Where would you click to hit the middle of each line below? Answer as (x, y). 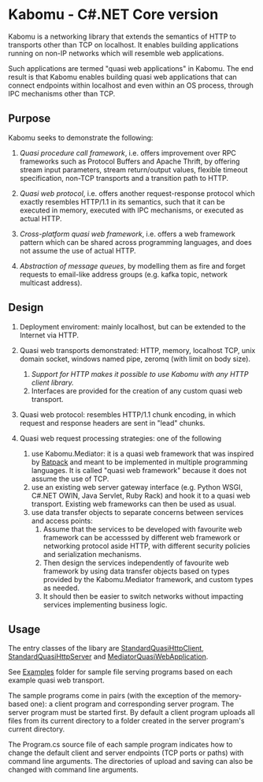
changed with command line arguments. (74, 770)
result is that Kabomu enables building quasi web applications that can (123, 77)
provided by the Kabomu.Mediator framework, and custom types (148, 579)
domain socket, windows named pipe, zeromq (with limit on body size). (135, 359)
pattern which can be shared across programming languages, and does (135, 242)
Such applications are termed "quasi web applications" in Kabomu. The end (131, 68)
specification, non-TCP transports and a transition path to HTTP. (124, 178)
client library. (53, 382)
